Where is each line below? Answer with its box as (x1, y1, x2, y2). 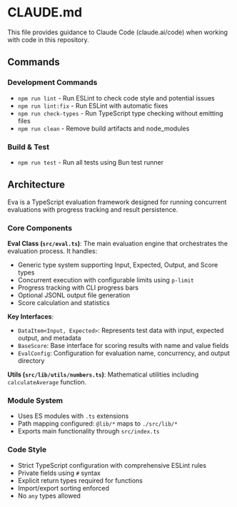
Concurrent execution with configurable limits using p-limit (17, 276, 194, 285)
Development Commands (7, 78, 98, 88)
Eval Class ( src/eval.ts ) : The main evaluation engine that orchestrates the (7, 240, 228, 248)
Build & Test (7, 142, 50, 152)
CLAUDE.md (7, 4, 83, 21)
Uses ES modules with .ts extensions (17, 411, 129, 421)
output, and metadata (17, 334, 81, 342)
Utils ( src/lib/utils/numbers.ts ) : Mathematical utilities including (7, 370, 199, 379)
